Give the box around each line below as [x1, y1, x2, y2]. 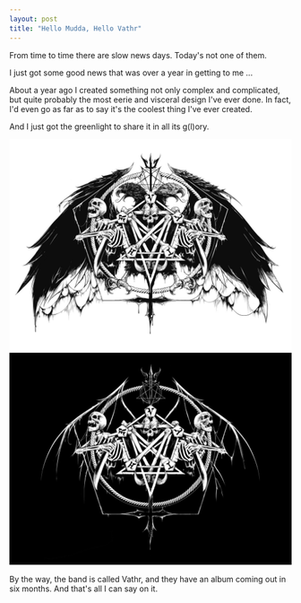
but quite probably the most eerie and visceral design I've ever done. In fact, [9, 94, 291, 105]
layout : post [9, 14, 58, 23]
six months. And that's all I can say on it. [9, 583, 159, 594]
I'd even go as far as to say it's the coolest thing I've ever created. [9, 103, 253, 114]
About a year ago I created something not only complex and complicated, [9, 84, 280, 95]
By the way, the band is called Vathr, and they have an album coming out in [9, 573, 287, 584]
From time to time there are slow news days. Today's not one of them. [9, 49, 267, 60]
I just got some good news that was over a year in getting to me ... [9, 67, 254, 78]
